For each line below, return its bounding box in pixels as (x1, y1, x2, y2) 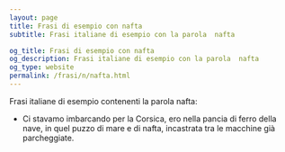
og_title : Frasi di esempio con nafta (9, 46, 155, 55)
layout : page (9, 13, 58, 22)
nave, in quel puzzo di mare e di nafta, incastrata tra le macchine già (22, 122, 276, 133)
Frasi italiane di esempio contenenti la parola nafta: (9, 95, 198, 106)
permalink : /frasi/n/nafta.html (9, 71, 130, 81)
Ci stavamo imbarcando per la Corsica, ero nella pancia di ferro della (22, 113, 277, 124)
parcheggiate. (22, 132, 75, 143)
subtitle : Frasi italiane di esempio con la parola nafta (9, 30, 236, 39)
